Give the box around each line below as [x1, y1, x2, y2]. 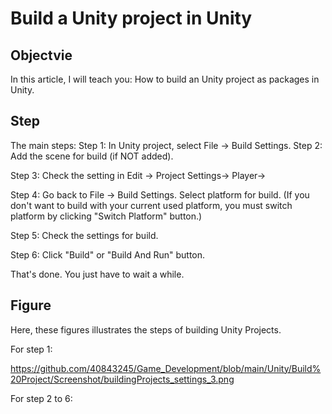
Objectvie [10, 47, 73, 64]
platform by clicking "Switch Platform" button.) [10, 210, 203, 222]
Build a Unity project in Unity [10, 7, 253, 30]
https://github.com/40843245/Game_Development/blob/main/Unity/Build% [10, 362, 322, 374]
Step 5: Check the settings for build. [10, 229, 159, 241]
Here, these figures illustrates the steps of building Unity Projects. [10, 323, 282, 336]
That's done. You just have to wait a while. [10, 268, 185, 280]
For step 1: [10, 343, 53, 355]
